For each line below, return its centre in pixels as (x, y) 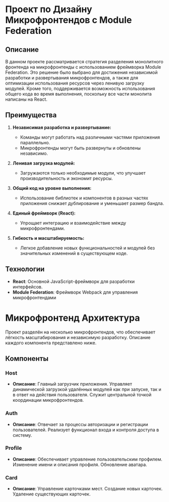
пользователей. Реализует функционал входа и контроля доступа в (86, 430)
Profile (14, 448)
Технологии (25, 269)
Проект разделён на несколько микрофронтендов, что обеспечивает (80, 332)
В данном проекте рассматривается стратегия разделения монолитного (84, 61)
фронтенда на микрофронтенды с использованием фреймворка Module (83, 67)
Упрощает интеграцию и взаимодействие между (73, 223)
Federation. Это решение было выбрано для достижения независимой (81, 72)
